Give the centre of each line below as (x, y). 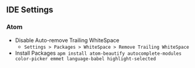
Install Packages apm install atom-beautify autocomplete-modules (98, 53)
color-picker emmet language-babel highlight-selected (85, 59)
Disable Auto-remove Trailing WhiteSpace (67, 40)
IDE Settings (30, 10)
